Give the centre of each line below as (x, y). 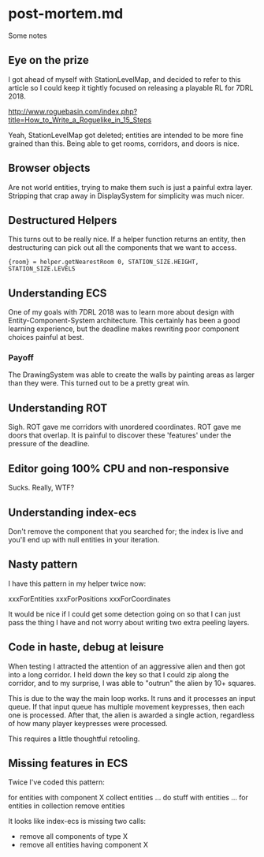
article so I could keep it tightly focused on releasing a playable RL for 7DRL (131, 88)
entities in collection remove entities (67, 806)
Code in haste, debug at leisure (86, 647)
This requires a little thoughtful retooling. (74, 739)
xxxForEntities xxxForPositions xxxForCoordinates (89, 598)
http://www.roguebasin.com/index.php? (73, 111)
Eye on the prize (48, 60)
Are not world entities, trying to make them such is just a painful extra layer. (131, 187)
